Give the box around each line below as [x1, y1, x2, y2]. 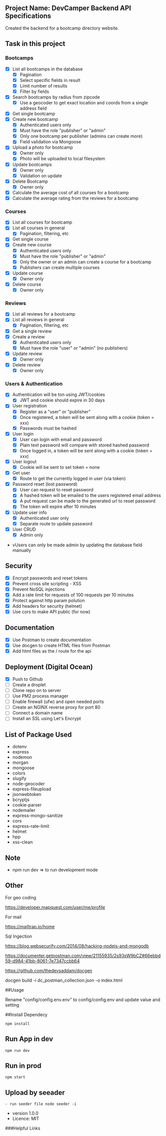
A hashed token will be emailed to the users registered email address [19, 492, 162, 498]
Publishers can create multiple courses [19, 264, 100, 270]
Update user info [12, 509, 47, 515]
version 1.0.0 [12, 1111, 39, 1117]
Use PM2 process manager [12, 693, 69, 699]
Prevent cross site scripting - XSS [12, 580, 82, 586]
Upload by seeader [5, 1088, 65, 1097]
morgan [12, 759, 29, 765]
